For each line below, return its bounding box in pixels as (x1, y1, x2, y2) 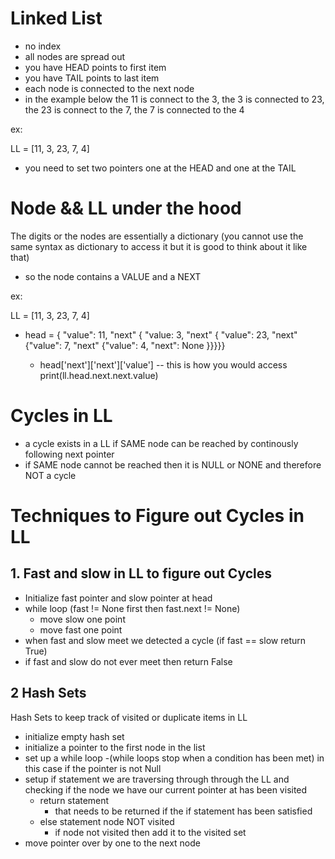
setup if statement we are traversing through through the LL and (24, 773, 290, 785)
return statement (39, 794, 110, 806)
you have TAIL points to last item (24, 72, 160, 84)
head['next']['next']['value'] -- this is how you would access (39, 358, 288, 371)
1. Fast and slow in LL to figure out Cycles (10, 565, 273, 582)
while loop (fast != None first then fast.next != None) (24, 602, 241, 614)
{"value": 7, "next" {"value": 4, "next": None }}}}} (24, 339, 226, 351)
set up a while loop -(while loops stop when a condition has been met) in (24, 752, 325, 764)
